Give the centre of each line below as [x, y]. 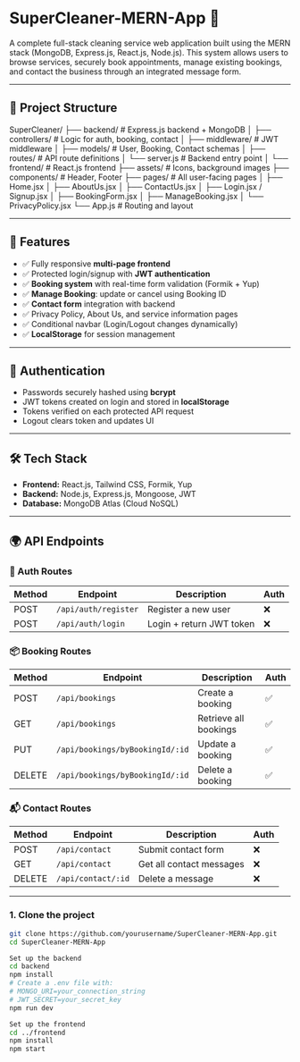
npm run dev [31, 1008]
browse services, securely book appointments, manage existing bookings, [146, 62]
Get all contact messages [191, 864]
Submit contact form [181, 850]
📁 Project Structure [63, 108]
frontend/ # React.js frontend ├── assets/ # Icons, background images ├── [149, 167]
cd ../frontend [37, 1032]
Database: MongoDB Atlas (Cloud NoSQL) [100, 503]
